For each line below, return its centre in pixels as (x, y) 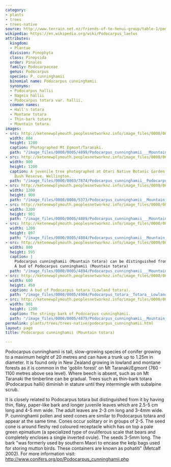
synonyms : (20, 86)
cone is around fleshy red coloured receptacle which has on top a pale (79, 427)
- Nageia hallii (27, 95)
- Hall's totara (27, 110)
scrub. (12, 390)
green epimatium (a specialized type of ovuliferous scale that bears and (81, 432)
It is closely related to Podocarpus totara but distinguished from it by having (85, 400)
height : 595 (23, 252)
